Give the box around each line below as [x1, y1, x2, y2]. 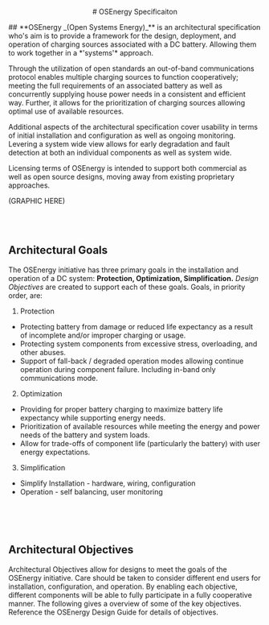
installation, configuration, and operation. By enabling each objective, [8, 582, 238, 591]
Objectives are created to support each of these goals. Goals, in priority [8, 282, 246, 292]
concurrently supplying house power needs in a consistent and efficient [8, 89, 247, 99]
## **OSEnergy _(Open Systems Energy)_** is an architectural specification [8, 23, 261, 31]
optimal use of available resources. [8, 106, 124, 116]
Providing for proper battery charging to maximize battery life [19, 404, 223, 414]
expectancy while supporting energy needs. [19, 412, 166, 422]
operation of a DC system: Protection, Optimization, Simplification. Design [8, 273, 259, 283]
